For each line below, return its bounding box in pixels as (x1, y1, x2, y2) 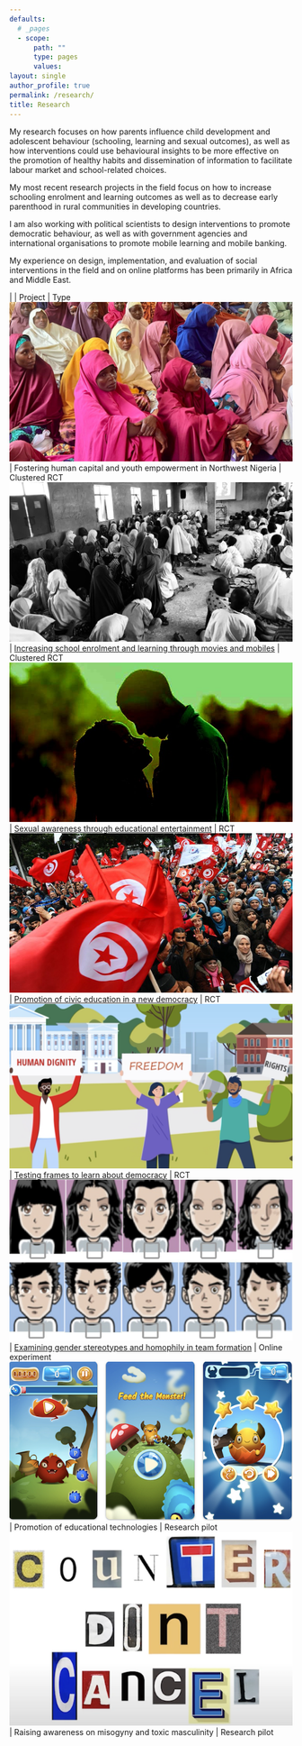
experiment (9, 1351, 52, 1362)
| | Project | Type (9, 291, 71, 302)
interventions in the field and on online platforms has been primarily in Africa (9, 264, 293, 275)
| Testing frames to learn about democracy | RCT (9, 1169, 191, 1180)
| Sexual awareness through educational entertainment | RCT (9, 823, 235, 834)
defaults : (9, 14, 47, 23)
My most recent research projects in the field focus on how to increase (9, 181, 272, 193)
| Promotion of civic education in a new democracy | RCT (9, 994, 221, 1005)
